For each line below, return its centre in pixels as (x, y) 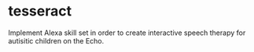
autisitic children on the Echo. (56, 40)
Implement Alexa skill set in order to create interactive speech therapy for (127, 33)
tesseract (40, 11)
